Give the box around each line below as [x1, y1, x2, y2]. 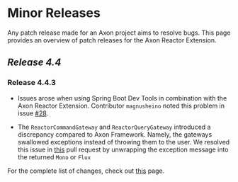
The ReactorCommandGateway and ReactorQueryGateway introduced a [17, 123, 211, 131]
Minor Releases [7, 5, 101, 21]
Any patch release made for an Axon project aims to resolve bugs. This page [7, 28, 231, 37]
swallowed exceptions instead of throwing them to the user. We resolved [17, 137, 230, 146]
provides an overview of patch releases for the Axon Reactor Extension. [7, 35, 217, 44]
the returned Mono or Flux [17, 152, 91, 161]
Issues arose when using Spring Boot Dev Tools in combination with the [17, 93, 227, 102]
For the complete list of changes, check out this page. [7, 166, 165, 175]
